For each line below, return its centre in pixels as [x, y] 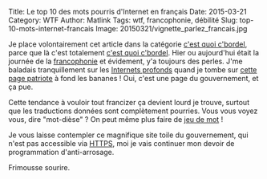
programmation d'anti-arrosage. [61, 152]
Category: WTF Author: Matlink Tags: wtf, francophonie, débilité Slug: [123, 20]
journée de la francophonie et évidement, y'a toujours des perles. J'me [125, 61]
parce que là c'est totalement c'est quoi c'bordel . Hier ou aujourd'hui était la [133, 53]
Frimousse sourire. [39, 167]
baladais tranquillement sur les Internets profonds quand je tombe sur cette [133, 70]
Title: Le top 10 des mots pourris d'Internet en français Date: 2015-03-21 [127, 12]
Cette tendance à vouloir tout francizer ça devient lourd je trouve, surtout [129, 102]
